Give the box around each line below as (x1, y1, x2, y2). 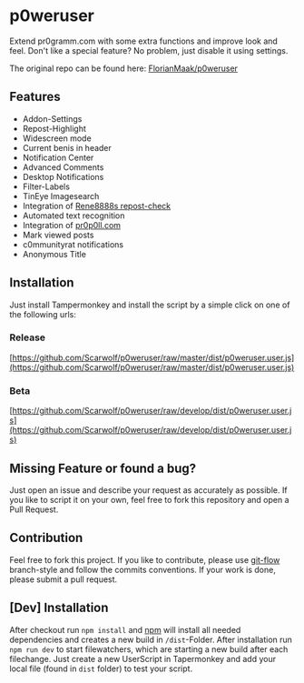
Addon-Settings (22, 113, 83, 124)
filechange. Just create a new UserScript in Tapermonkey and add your (9, 653, 277, 664)
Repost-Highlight (22, 123, 86, 134)
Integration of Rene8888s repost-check (22, 200, 172, 211)
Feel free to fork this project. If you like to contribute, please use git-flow (9, 554, 280, 565)
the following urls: (9, 308, 77, 319)
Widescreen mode (22, 133, 93, 144)
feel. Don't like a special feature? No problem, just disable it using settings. (9, 45, 289, 55)
